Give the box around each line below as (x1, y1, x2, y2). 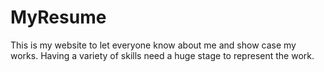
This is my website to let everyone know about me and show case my (10, 39, 297, 51)
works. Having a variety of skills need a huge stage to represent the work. (10, 49, 315, 61)
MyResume (10, 6, 107, 29)
